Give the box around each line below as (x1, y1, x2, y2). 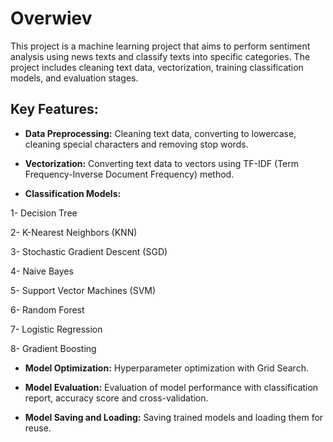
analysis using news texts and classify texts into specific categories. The (10, 50, 311, 62)
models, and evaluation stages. (10, 72, 139, 84)
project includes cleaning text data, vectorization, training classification (10, 61, 304, 73)
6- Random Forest (10, 303, 85, 316)
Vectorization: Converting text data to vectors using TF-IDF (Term (24, 157, 299, 169)
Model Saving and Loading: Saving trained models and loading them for (24, 411, 324, 423)
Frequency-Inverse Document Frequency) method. (24, 168, 235, 180)
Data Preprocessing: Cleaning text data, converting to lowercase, (24, 127, 297, 139)
